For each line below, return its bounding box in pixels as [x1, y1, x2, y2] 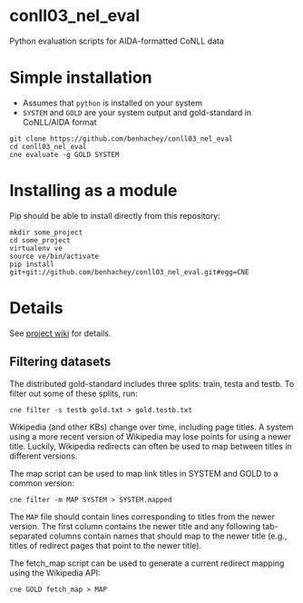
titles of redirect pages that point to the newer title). [9, 539, 202, 550]
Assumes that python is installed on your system [22, 97, 202, 108]
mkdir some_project [9, 228, 83, 237]
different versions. [9, 450, 78, 461]
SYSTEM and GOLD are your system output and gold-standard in [22, 106, 252, 118]
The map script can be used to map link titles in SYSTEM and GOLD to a [9, 468, 279, 479]
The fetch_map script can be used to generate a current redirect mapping [9, 558, 285, 568]
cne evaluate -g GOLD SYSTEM [9, 150, 120, 159]
